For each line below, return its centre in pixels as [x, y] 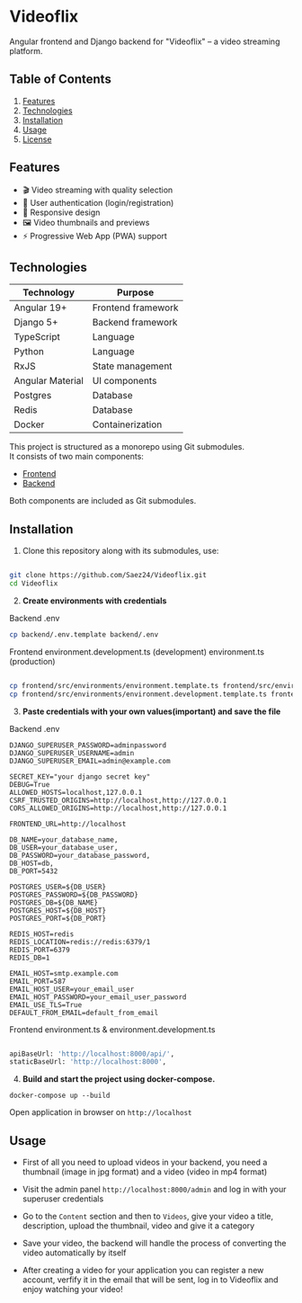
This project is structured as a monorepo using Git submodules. [127, 447]
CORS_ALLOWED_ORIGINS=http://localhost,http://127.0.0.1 [118, 808]
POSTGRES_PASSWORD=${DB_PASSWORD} [74, 895]
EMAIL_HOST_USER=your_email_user [72, 989]
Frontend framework [135, 308]
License [37, 139]
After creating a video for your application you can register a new [143, 1271]
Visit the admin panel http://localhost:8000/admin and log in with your [154, 1190]
